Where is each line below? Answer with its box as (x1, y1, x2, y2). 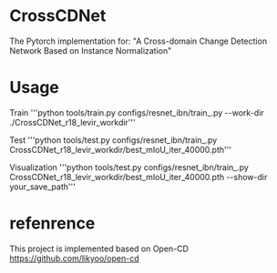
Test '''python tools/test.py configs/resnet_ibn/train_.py (9, 134, 218, 146)
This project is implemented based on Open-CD (9, 243, 190, 254)
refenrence (9, 213, 96, 234)
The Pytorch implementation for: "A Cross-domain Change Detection (9, 35, 267, 46)
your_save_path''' (9, 181, 76, 192)
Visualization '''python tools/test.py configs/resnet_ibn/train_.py (9, 161, 249, 173)
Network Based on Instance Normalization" (9, 45, 172, 56)
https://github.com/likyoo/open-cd (9, 252, 139, 264)
